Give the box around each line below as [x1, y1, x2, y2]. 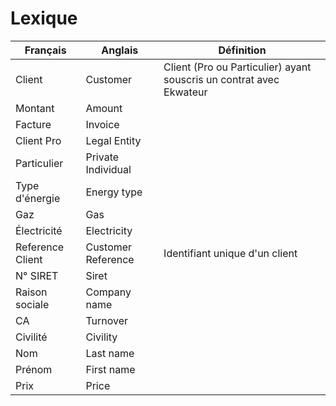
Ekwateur [163, 85, 208, 99]
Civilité [15, 330, 48, 344]
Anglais [101, 43, 139, 57]
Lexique [10, 7, 78, 30]
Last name [85, 346, 135, 360]
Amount [85, 101, 123, 115]
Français [24, 43, 67, 57]
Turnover [85, 313, 129, 327]
